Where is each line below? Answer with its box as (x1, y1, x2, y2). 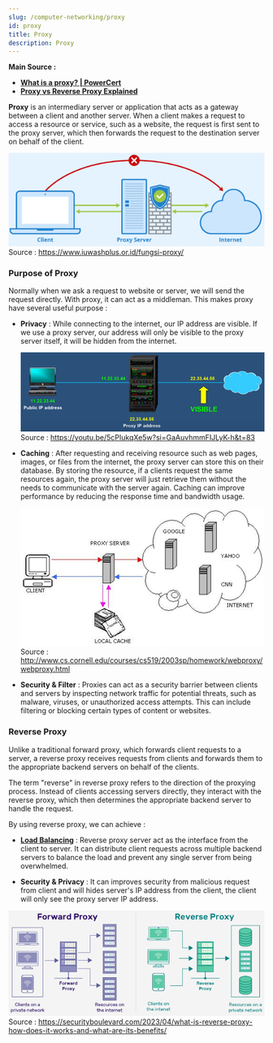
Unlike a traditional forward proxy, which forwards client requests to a (8, 744, 242, 755)
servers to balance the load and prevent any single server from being (19, 852, 252, 862)
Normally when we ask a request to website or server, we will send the (8, 285, 245, 296)
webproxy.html (19, 664, 71, 674)
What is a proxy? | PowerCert (19, 78, 122, 88)
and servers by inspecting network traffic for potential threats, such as (19, 689, 257, 699)
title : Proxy (8, 30, 53, 38)
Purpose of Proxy (8, 267, 79, 279)
